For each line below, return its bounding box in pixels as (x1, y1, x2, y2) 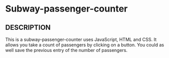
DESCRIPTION (5, 23, 51, 32)
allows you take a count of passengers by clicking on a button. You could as (5, 42, 164, 48)
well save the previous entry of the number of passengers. (5, 47, 128, 53)
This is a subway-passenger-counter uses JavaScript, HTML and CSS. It (5, 36, 157, 42)
